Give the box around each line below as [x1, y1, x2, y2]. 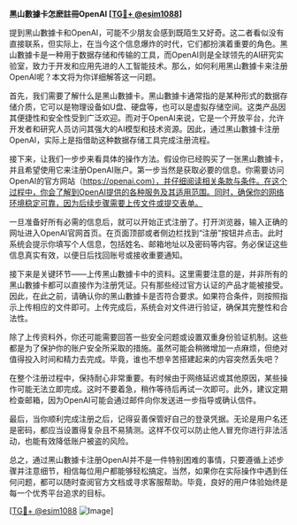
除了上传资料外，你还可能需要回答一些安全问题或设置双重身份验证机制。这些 [9, 332, 288, 342]
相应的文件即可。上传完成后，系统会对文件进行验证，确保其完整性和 [32, 302, 280, 313]
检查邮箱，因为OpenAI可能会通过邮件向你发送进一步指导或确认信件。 [9, 395, 262, 405]
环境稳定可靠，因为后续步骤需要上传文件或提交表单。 [9, 198, 203, 208]
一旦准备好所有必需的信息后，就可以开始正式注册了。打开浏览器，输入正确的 [9, 217, 288, 227]
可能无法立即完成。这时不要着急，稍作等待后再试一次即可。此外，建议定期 [16, 384, 288, 394]
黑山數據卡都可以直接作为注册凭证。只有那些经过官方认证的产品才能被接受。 [9, 280, 288, 290]
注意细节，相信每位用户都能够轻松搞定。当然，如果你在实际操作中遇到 [24, 466, 280, 476]
